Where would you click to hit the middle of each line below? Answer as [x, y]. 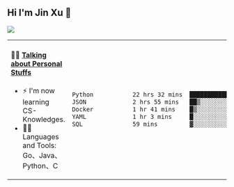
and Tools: [40, 145]
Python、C [40, 166]
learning [36, 102]
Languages [41, 137]
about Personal [37, 64]
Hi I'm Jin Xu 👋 [39, 13]
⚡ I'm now [39, 91]
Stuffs [21, 72]
